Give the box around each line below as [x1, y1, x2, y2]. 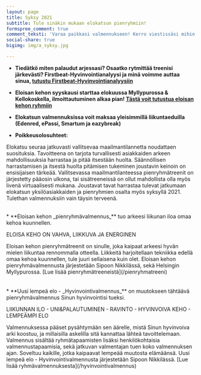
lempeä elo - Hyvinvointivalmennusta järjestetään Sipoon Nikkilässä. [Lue [6, 356, 188, 363]
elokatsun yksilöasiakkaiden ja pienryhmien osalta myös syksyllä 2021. [6, 188, 182, 195]
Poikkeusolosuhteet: [14, 131, 68, 139]
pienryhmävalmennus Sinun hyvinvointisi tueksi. [6, 293, 125, 301]
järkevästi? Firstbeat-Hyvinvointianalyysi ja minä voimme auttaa [14, 71, 180, 78]
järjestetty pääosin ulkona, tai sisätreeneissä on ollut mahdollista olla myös [6, 175, 191, 182]
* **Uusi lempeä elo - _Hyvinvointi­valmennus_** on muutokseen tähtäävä [6, 287, 190, 295]
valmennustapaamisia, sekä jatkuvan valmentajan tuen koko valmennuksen [6, 342, 193, 350]
